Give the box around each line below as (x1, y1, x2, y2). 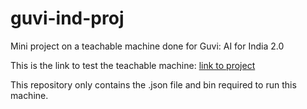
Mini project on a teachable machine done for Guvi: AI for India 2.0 (10, 40, 285, 52)
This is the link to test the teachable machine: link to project (10, 59, 256, 71)
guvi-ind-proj (10, 7, 125, 30)
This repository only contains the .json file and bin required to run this (10, 78, 297, 91)
